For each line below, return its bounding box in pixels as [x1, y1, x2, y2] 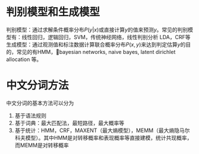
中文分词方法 [6, 79, 70, 92]
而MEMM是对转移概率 [14, 142, 70, 149]
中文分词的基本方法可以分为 [6, 99, 74, 107]
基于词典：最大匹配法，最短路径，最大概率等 [14, 119, 125, 126]
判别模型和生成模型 [6, 5, 100, 19]
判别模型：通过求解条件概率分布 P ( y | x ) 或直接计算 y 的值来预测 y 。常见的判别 [6, 26, 188, 33]
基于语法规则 [14, 112, 46, 119]
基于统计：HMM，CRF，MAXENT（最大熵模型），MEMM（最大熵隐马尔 [14, 127, 190, 134]
